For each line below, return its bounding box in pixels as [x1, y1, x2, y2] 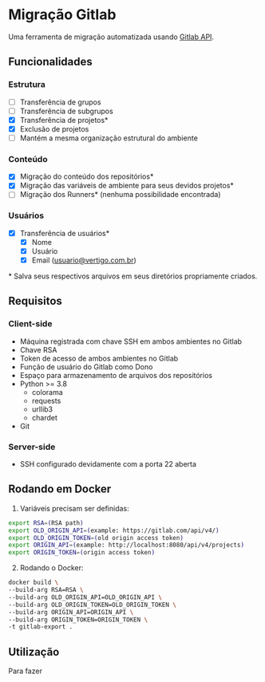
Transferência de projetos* [19, 115, 109, 124]
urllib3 [31, 404, 53, 414]
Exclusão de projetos [19, 124, 89, 133]
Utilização [8, 645, 60, 659]
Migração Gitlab [8, 6, 117, 24]
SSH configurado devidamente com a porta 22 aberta [19, 459, 197, 468]
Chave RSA [19, 345, 57, 354]
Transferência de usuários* [19, 228, 110, 238]
